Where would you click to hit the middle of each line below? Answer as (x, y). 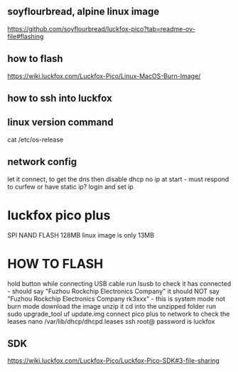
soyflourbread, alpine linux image (83, 12)
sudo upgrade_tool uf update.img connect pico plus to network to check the (119, 314)
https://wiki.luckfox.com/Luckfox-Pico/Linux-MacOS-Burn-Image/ (104, 76)
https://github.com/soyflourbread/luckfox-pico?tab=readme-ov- (101, 28)
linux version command (60, 123)
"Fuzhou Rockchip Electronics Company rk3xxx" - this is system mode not (117, 299)
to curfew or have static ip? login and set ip (70, 186)
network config (42, 162)
